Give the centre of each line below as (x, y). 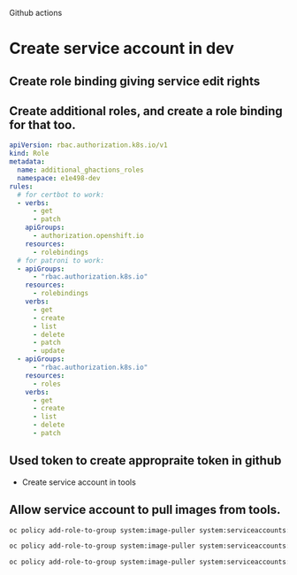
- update (49, 351)
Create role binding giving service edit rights (135, 81)
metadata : (27, 162)
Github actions (36, 13)
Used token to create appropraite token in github (145, 460)
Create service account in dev (122, 49)
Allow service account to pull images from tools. (145, 510)
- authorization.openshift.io (88, 236)
